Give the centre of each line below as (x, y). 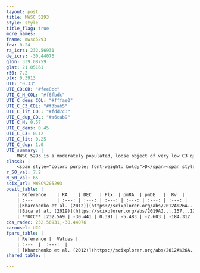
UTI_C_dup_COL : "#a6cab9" (38, 117)
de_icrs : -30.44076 (30, 56)
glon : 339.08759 (26, 61)
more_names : (21, 34)
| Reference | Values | (48, 239)
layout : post (22, 12)
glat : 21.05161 (25, 67)
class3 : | (18, 162)
